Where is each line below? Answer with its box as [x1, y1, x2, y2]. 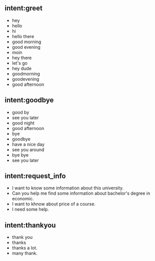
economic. [11, 196, 34, 202]
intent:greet [4, 4, 43, 13]
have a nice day [11, 141, 45, 147]
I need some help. [11, 206, 49, 212]
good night [11, 120, 34, 126]
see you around [11, 147, 44, 153]
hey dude [11, 65, 32, 71]
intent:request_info [4, 172, 66, 180]
